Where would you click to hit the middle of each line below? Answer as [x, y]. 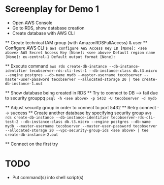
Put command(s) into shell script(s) [48, 177]
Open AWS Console [32, 23]
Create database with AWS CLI [43, 33]
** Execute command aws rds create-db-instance [56, 66]
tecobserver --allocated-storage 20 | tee [96, 79]
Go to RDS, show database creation [48, 28]
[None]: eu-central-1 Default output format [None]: [60, 57]
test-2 [12, 122]
